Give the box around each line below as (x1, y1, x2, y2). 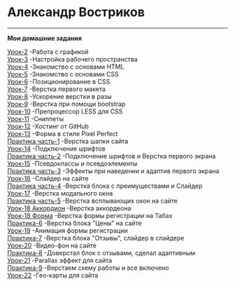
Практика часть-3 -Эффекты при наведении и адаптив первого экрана (7, 166, 220, 175)
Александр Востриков (7, 4, 145, 20)
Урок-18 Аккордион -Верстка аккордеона (7, 204, 131, 212)
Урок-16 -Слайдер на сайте (7, 174, 89, 182)
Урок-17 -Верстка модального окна (7, 189, 113, 197)
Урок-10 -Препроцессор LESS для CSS (7, 107, 123, 116)
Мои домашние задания (7, 34, 83, 42)
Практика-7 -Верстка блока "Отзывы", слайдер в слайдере (7, 233, 185, 242)
